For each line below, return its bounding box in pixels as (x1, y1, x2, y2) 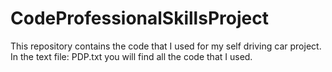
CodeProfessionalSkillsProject (10, 7, 269, 30)
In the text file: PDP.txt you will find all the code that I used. (10, 50, 253, 62)
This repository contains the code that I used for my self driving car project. (10, 40, 322, 52)
